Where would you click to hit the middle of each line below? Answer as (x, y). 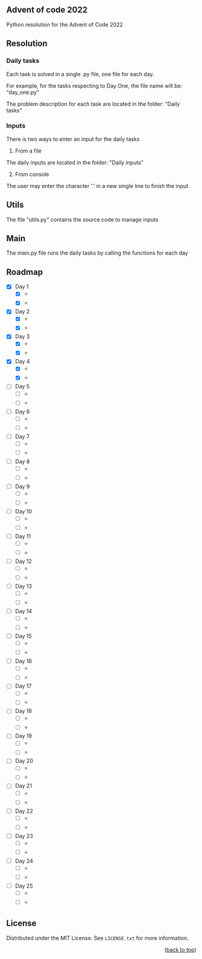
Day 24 (24, 860)
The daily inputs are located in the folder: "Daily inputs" (75, 162)
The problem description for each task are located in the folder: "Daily (93, 104)
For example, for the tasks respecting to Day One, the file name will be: (94, 86)
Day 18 (23, 711)
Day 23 (24, 836)
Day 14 (24, 611)
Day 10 (23, 511)
